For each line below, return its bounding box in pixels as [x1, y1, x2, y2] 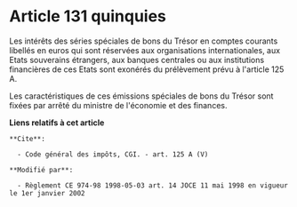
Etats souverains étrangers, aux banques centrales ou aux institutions [9, 54, 265, 65]
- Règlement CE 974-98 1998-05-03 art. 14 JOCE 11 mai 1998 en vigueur [17, 180, 289, 190]
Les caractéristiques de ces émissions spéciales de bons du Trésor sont [9, 91, 274, 101]
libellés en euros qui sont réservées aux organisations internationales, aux [9, 44, 281, 55]
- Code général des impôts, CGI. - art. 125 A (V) [17, 149, 209, 159]
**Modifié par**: [9, 165, 74, 174]
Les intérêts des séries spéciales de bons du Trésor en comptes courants [9, 36, 278, 46]
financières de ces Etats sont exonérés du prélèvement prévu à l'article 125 [9, 64, 285, 75]
